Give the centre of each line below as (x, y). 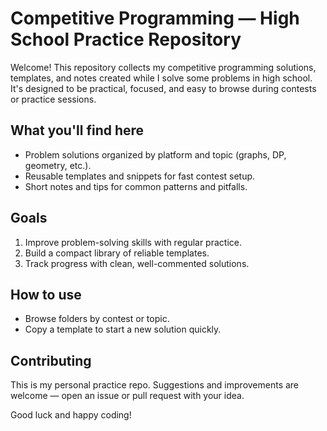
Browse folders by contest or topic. (97, 319)
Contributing (51, 360)
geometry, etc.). (58, 165)
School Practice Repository (126, 39)
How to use (46, 294)
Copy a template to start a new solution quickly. (123, 329)
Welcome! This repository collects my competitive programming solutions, (163, 67)
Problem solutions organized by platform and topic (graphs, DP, (155, 154)
